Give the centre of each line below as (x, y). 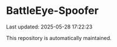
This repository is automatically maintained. (59, 38)
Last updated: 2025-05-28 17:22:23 (49, 27)
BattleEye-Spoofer (52, 11)
